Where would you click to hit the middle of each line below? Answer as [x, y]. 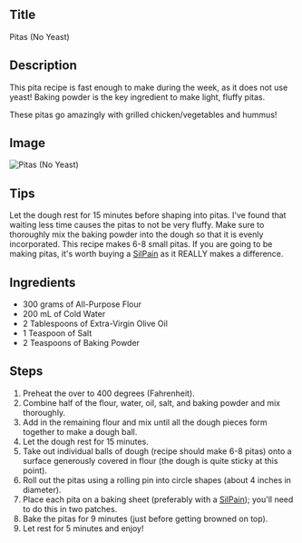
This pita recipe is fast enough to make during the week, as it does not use [149, 87]
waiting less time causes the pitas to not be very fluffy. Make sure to [137, 225]
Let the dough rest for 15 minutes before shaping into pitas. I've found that [148, 215]
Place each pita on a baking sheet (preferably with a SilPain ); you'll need [158, 499]
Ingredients [43, 282]
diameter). [42, 489]
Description [43, 66]
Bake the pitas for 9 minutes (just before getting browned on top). [145, 518]
